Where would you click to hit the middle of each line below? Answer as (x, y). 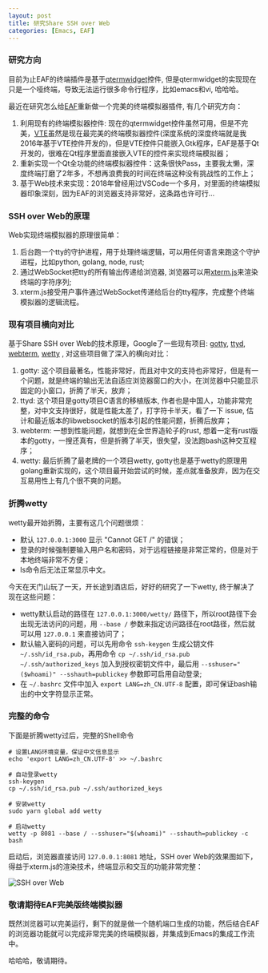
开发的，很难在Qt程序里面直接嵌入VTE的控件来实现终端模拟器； (125, 153)
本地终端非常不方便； (55, 559)
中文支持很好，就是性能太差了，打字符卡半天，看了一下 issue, (143, 411)
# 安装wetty (27, 804)
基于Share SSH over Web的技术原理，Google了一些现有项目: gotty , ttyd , (127, 344)
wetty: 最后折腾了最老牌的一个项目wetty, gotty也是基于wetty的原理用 (134, 460)
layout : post (30, 16)
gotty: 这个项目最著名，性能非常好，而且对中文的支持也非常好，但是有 (136, 371)
